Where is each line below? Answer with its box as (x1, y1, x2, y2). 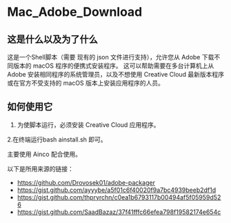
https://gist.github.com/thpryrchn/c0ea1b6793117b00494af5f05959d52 (17, 193, 221, 201)
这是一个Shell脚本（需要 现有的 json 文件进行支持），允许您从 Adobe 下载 (7, 53, 214, 61)
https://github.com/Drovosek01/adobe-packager (17, 178, 155, 186)
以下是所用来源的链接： (7, 164, 74, 173)
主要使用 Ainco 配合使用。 (7, 150, 81, 158)
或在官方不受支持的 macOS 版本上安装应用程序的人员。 (7, 79, 164, 87)
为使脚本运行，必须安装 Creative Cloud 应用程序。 (17, 120, 160, 128)
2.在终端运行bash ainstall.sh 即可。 (7, 135, 107, 144)
